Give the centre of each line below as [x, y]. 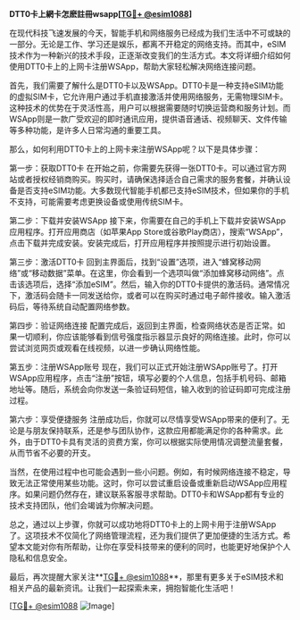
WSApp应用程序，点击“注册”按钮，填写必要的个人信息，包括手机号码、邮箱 [148, 378]
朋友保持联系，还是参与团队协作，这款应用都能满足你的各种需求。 [154, 431]
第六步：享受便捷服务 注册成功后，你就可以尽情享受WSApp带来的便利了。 [146, 419]
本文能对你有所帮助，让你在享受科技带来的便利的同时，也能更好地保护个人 [154, 547]
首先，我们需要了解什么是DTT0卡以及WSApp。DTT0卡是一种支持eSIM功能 [146, 85]
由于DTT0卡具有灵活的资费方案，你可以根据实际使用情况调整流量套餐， [156, 442]
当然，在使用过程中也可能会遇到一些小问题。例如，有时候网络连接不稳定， [146, 472]
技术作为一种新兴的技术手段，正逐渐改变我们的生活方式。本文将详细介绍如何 [150, 55]
